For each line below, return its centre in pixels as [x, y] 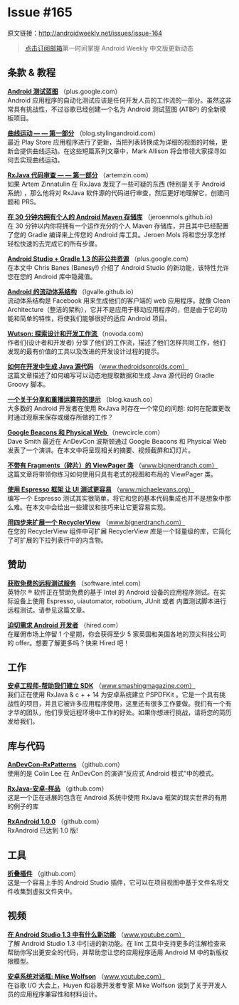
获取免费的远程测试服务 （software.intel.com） [76, 583]
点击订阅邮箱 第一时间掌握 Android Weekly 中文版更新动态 [109, 48]
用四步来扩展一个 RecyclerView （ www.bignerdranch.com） [96, 522]
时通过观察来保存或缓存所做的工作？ [60, 417]
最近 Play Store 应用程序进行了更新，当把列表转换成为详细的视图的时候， [115, 142]
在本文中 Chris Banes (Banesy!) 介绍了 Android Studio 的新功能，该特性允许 [118, 267]
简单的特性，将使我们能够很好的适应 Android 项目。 [95, 318]
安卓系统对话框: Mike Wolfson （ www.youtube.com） [86, 976]
